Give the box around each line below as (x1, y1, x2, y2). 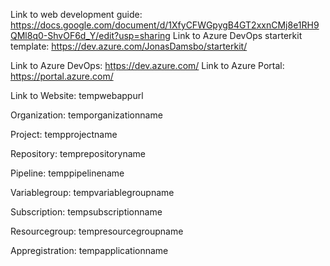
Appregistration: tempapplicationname (10, 245, 169, 256)
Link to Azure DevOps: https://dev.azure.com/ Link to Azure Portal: (10, 60, 285, 71)
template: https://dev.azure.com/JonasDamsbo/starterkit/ (10, 40, 248, 52)
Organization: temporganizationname (10, 109, 163, 121)
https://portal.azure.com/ (10, 70, 114, 82)
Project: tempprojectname (10, 129, 118, 140)
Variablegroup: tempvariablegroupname (10, 187, 175, 198)
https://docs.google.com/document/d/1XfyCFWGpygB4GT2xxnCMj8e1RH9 (10, 19, 320, 31)
